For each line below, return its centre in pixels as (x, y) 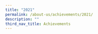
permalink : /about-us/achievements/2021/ (49, 14)
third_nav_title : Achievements (38, 24)
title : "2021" (20, 10)
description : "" (22, 19)
